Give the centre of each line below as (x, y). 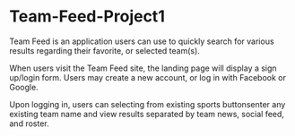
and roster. (29, 123)
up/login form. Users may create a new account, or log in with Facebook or (148, 77)
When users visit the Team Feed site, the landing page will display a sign (143, 68)
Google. (24, 87)
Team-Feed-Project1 (87, 17)
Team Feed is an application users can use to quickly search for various (142, 41)
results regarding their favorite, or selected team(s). (104, 50)
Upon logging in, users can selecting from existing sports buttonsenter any (147, 104)
